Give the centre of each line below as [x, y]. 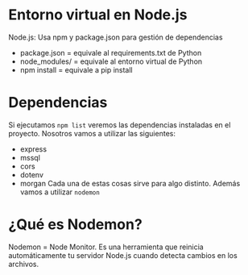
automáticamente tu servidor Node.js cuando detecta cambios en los [123, 255]
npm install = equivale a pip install [76, 69]
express [33, 149]
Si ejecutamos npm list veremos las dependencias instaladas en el [120, 125]
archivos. [23, 264]
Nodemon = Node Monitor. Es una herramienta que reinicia [106, 247]
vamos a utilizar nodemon [60, 192]
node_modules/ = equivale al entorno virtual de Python [111, 61]
